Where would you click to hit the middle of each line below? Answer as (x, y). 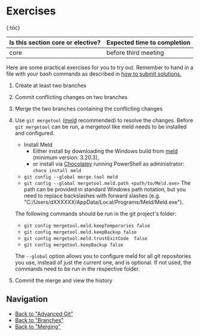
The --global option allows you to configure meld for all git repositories (103, 256)
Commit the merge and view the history (63, 280)
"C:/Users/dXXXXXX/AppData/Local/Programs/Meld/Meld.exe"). (104, 202)
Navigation (27, 299)
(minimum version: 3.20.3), (66, 157)
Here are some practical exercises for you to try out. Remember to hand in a (100, 67)
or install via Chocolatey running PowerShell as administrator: (108, 164)
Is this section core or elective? (55, 42)
